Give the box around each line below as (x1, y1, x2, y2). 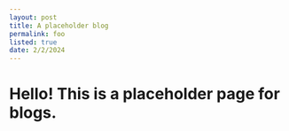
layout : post (9, 12, 58, 22)
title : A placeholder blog (9, 21, 109, 30)
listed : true (9, 37, 58, 47)
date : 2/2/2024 (9, 46, 66, 55)
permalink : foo (9, 29, 66, 38)
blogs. (9, 103, 58, 123)
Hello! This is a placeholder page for (9, 84, 281, 104)
